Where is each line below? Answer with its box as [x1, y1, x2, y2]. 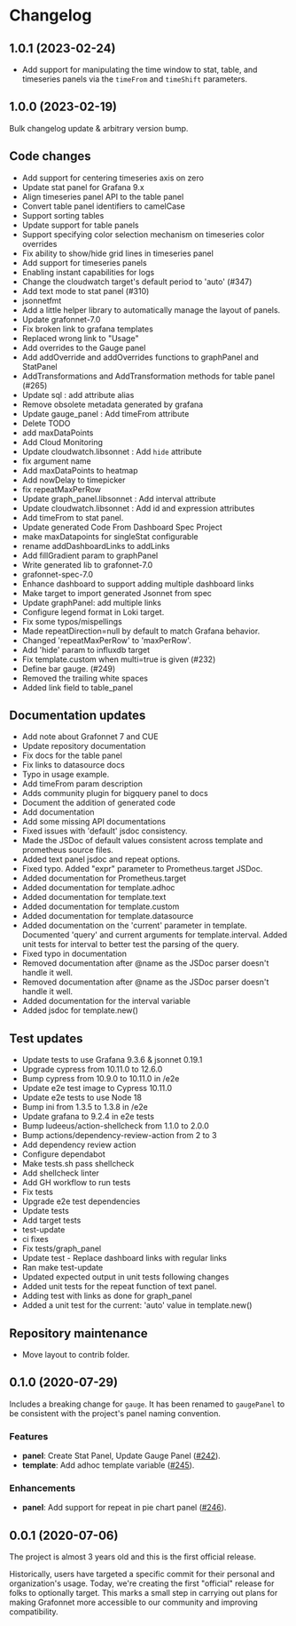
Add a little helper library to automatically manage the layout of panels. [21, 304, 281, 315]
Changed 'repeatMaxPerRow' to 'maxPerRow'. [21, 634, 192, 645]
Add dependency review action [21, 1139, 136, 1151]
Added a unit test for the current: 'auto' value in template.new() [21, 1300, 253, 1311]
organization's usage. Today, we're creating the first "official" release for [9, 1578, 275, 1589]
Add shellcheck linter [21, 1168, 100, 1178]
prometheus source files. [21, 845, 113, 856]
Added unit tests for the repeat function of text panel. [21, 1281, 217, 1292]
